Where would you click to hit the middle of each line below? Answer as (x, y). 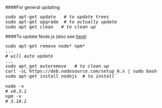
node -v (15, 86)
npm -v (13, 96)
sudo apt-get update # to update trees (57, 17)
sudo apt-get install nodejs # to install (60, 76)
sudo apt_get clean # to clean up (50, 27)
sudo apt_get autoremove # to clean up (57, 66)
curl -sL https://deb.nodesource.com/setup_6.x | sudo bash (81, 71)
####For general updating (33, 7)
